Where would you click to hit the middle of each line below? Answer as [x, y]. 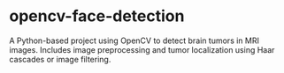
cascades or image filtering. [60, 59]
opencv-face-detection [97, 16]
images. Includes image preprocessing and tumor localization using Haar [142, 49]
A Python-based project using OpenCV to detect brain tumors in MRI [134, 40]
